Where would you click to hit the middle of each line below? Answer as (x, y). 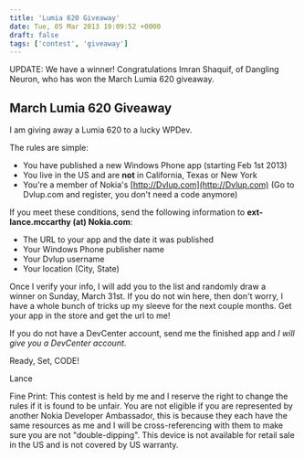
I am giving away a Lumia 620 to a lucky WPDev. (101, 130)
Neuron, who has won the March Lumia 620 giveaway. (112, 80)
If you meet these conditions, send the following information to (127, 212)
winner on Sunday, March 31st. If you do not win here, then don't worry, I (146, 296)
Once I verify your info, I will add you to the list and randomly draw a (138, 287)
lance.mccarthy (40, 222)
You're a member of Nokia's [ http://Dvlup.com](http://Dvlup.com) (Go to (158, 185)
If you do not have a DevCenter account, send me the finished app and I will (152, 334)
